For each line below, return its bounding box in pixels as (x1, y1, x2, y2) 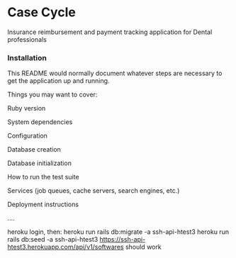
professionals (7, 35, 47, 43)
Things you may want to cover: (7, 90, 98, 99)
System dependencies (7, 118, 73, 126)
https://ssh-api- (99, 235, 146, 244)
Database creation (7, 145, 62, 154)
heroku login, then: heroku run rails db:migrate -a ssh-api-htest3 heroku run (7, 228, 229, 236)
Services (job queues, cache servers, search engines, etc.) (7, 186, 180, 195)
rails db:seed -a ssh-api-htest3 (7, 235, 99, 244)
